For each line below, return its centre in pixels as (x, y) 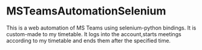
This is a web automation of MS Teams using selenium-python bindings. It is (101, 28)
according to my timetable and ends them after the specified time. (89, 40)
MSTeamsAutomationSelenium (86, 11)
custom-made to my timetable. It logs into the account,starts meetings (94, 34)
